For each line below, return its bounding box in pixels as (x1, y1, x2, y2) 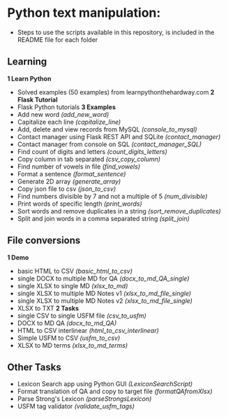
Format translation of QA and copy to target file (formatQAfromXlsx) (17, 387, 213, 396)
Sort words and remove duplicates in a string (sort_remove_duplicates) (17, 206, 221, 215)
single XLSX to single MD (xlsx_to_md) (17, 281, 128, 290)
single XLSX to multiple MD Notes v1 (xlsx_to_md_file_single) (17, 289, 192, 297)
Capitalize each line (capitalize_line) (17, 118, 121, 126)
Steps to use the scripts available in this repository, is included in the (17, 28, 215, 36)
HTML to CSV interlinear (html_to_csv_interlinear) (17, 326, 159, 334)
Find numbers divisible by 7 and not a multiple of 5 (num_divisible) (17, 192, 208, 200)
